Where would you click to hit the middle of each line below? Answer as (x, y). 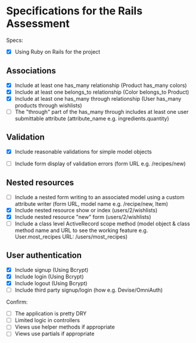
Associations (31, 71)
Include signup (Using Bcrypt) (52, 270)
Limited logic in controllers (47, 320)
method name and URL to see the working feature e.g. (81, 230)
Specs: (15, 40)
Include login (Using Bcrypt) (49, 276)
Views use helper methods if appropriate (65, 327)
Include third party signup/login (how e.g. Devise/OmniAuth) (89, 290)
